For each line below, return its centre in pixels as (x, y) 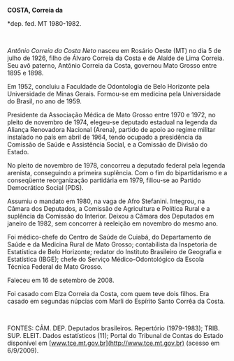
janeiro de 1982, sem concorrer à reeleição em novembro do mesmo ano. (113, 223)
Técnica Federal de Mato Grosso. (55, 267)
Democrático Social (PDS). (45, 187)
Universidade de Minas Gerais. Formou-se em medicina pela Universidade (114, 94)
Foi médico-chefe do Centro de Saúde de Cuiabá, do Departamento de (109, 237)
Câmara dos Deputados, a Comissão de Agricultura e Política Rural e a (109, 208)
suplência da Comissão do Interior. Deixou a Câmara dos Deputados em (111, 216)
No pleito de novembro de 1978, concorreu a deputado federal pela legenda (116, 165)
